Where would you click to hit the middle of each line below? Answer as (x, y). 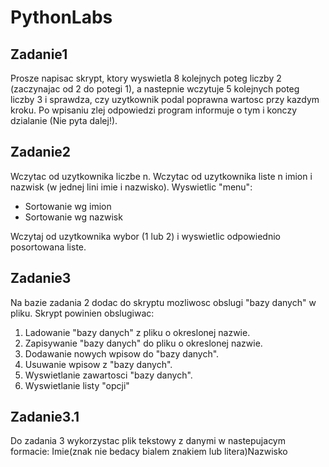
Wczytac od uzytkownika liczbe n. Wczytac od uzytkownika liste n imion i (161, 176)
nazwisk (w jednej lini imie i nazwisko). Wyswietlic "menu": (131, 187)
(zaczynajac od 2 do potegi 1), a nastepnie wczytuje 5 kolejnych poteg (155, 89)
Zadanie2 (41, 152)
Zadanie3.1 (45, 417)
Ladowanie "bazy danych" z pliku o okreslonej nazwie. (137, 332)
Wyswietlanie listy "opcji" (77, 385)
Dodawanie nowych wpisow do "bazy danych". (122, 353)
